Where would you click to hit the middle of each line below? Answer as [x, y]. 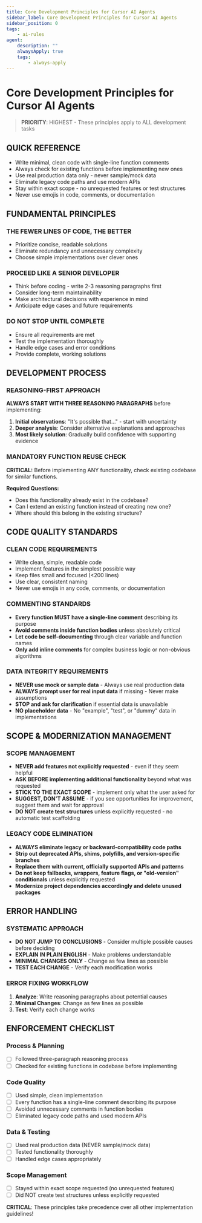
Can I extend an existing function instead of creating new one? [93, 506]
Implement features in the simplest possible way [75, 569]
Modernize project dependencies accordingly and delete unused [98, 886]
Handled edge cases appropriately [58, 1159]
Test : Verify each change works [55, 1009]
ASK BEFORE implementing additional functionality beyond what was [103, 779]
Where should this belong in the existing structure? [78, 513]
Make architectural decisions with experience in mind [81, 299]
